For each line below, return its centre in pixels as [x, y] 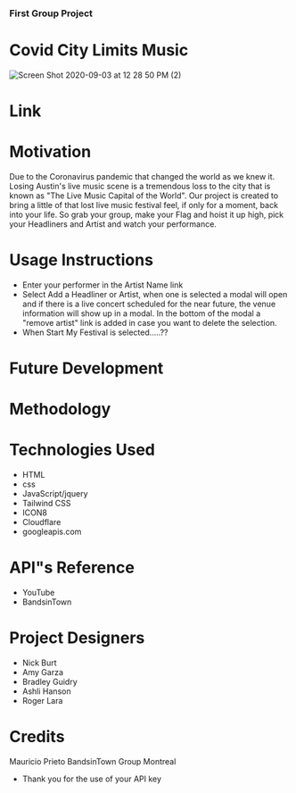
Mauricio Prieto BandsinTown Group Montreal [93, 762]
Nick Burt [39, 663]
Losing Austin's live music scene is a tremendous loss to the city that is [140, 186]
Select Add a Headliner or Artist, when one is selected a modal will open [155, 294]
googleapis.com [52, 532]
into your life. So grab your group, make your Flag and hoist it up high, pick [147, 214]
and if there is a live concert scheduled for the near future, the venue [149, 304]
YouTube [38, 593]
